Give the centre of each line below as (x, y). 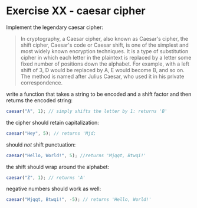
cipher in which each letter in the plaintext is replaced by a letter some (106, 57)
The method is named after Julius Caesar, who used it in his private (102, 76)
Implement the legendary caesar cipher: (55, 27)
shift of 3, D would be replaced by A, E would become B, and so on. (102, 70)
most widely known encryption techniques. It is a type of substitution (104, 51)
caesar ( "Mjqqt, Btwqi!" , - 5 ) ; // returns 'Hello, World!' (79, 200)
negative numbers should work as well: (54, 189)
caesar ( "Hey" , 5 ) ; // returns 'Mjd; (51, 133)
